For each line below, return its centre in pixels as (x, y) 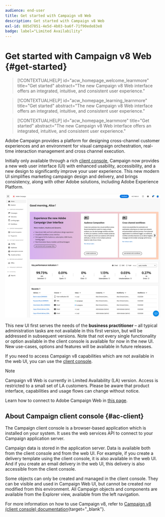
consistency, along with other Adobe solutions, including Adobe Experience (82, 182)
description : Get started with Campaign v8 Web (55, 21)
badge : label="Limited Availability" (44, 31)
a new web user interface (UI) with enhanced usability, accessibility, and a (81, 166)
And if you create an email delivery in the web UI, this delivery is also (75, 464)
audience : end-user (25, 10)
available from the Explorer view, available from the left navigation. (73, 494)
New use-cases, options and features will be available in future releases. (79, 347)
